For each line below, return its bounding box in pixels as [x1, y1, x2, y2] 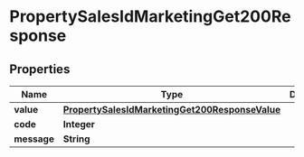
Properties [9, 61, 71, 77]
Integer [62, 118, 95, 130]
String [62, 133, 90, 145]
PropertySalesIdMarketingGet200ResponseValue [62, 104, 281, 115]
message [14, 133, 54, 145]
